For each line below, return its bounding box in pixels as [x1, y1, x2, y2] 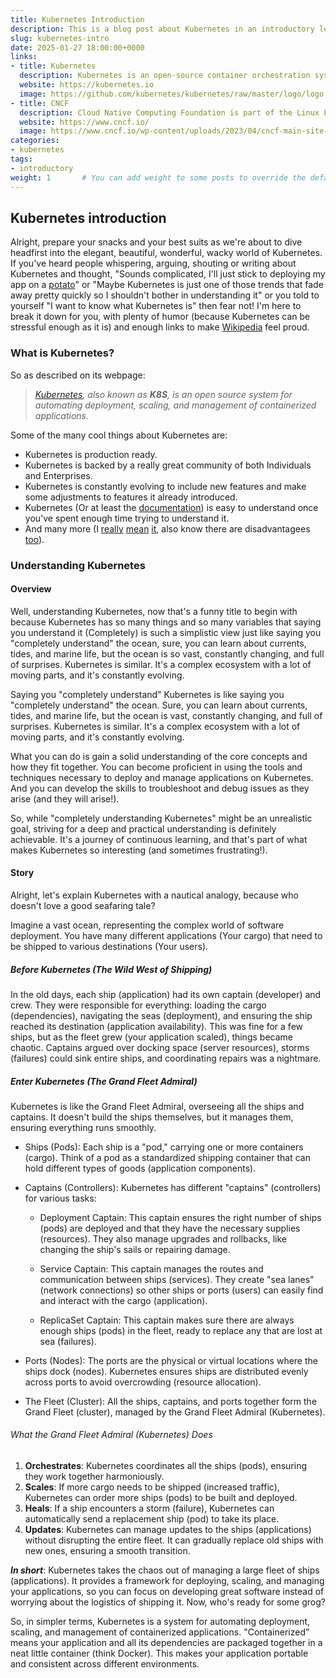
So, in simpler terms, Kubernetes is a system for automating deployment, [10, 1616, 311, 1628]
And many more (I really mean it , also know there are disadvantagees [24, 522, 311, 535]
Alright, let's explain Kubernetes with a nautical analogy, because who [10, 889, 300, 901]
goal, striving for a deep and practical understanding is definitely [10, 822, 277, 835]
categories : [10, 136, 60, 146]
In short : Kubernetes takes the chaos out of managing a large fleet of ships [10, 1564, 320, 1576]
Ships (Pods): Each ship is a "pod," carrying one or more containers [24, 1141, 304, 1153]
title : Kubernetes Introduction [10, 14, 145, 25]
